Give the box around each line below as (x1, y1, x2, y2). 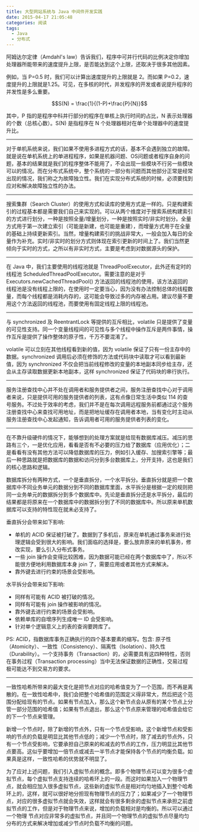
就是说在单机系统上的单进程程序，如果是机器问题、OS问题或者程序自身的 (6, 152, 185, 160)
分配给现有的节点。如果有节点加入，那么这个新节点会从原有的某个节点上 (11, 698, 188, 705)
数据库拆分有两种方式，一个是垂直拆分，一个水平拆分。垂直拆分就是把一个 (6, 476, 188, 483)
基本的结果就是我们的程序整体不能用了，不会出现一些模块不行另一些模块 (16, 160, 193, 167)
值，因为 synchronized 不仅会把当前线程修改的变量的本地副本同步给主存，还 (6, 361, 193, 368)
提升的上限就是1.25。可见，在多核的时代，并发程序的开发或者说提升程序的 (11, 81, 192, 88)
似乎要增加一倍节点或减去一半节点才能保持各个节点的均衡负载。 (31, 748, 188, 755)
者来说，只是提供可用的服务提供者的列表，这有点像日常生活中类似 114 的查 (6, 394, 188, 400)
